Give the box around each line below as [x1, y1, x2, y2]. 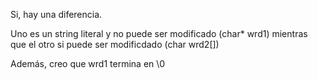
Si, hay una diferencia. [10, 9, 103, 20]
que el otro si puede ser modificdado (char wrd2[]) [10, 39, 220, 50]
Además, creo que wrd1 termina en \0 [10, 58, 166, 69]
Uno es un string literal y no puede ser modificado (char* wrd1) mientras [10, 28, 308, 39]
